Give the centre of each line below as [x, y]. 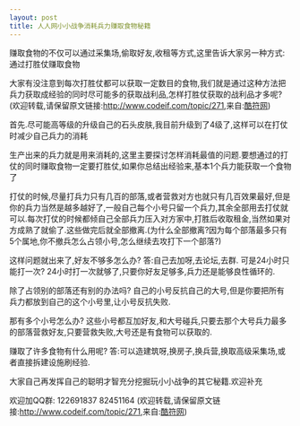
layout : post [34, 17]
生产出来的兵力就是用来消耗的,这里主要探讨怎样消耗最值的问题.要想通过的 [145, 154]
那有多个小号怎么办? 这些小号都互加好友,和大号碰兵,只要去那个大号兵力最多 [148, 320]
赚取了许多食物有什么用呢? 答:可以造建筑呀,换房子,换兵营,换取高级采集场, [144, 351]
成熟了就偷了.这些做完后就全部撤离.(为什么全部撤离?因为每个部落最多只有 [152, 230]
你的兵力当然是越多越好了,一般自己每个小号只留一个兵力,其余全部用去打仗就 [149, 207]
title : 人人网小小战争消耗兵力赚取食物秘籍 [80, 26]
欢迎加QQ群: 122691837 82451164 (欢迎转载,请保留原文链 [115, 400]
